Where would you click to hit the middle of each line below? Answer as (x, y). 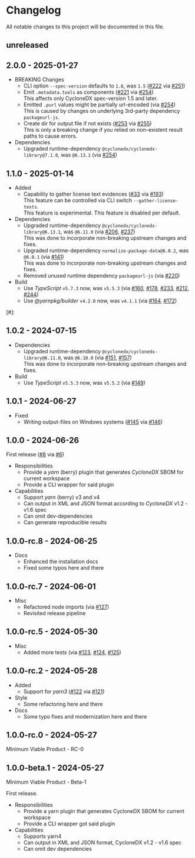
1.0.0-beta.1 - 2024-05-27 (55, 768)
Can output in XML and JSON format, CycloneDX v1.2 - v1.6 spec (102, 843)
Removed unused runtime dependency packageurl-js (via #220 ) (102, 275)
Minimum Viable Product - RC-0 (45, 749)
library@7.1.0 (41, 155)
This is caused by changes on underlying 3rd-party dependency (102, 111)
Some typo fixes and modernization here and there (85, 716)
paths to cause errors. (50, 136)
